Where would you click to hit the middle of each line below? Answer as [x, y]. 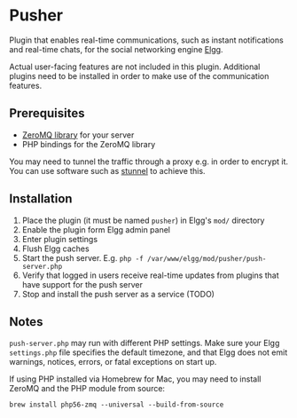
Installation [41, 199]
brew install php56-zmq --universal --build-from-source [117, 405]
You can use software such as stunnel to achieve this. [107, 170]
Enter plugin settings [60, 239]
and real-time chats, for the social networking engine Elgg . [116, 49]
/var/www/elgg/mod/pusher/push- [207, 258]
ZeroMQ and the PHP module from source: [87, 389]
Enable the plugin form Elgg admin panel [96, 229]
